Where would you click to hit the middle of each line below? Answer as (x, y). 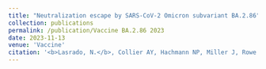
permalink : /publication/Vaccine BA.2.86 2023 (86, 30)
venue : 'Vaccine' (37, 45)
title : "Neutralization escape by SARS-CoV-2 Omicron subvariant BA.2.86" (134, 15)
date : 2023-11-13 (37, 38)
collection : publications (51, 23)
